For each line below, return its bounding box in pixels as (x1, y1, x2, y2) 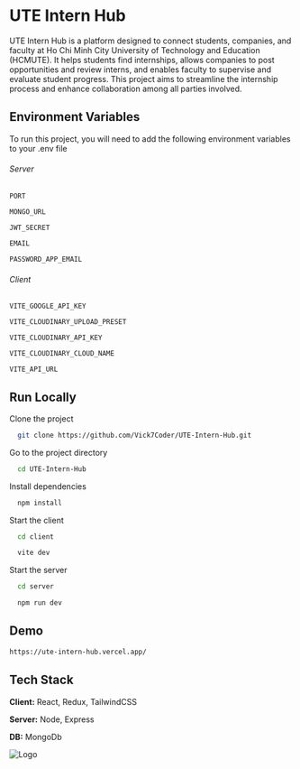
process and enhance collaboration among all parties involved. (9, 83, 242, 94)
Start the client (9, 514, 65, 525)
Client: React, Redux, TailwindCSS (9, 696, 138, 707)
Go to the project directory (9, 447, 108, 458)
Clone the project (9, 412, 74, 424)
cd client (17, 532, 54, 542)
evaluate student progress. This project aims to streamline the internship (9, 73, 278, 84)
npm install (17, 498, 63, 507)
